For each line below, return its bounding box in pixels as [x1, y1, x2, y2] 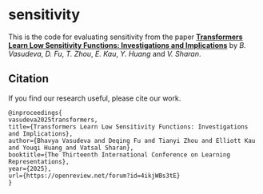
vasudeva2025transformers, [8, 116, 98, 124]
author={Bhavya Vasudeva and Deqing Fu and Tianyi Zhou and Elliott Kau [8, 137, 256, 145]
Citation [8, 72, 50, 85]
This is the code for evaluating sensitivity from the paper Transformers [8, 32, 243, 42]
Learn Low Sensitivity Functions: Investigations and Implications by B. [8, 40, 246, 49]
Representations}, [8, 157, 70, 165]
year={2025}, [8, 164, 52, 172]
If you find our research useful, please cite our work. [8, 93, 181, 103]
